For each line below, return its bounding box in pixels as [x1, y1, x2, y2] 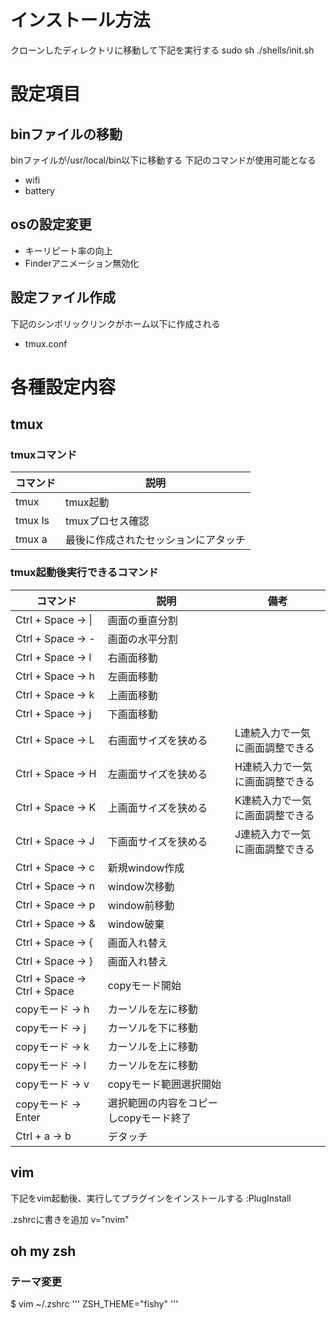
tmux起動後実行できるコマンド [10, 566, 159, 580]
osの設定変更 [10, 216, 92, 233]
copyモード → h [15, 1002, 90, 1016]
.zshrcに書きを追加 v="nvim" [10, 1213, 130, 1225]
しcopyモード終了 [107, 1111, 192, 1125]
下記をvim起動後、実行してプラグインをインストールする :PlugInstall [10, 1192, 292, 1204]
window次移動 [107, 879, 175, 893]
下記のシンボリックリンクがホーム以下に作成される [10, 317, 221, 330]
